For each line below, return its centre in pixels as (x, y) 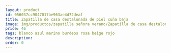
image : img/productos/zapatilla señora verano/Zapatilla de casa (76, 24)
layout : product (22, 10)
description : (19, 38)
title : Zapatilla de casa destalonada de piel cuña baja (67, 19)
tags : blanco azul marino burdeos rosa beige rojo (60, 33)
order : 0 (15, 43)
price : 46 (16, 29)
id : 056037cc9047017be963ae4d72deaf (44, 15)
